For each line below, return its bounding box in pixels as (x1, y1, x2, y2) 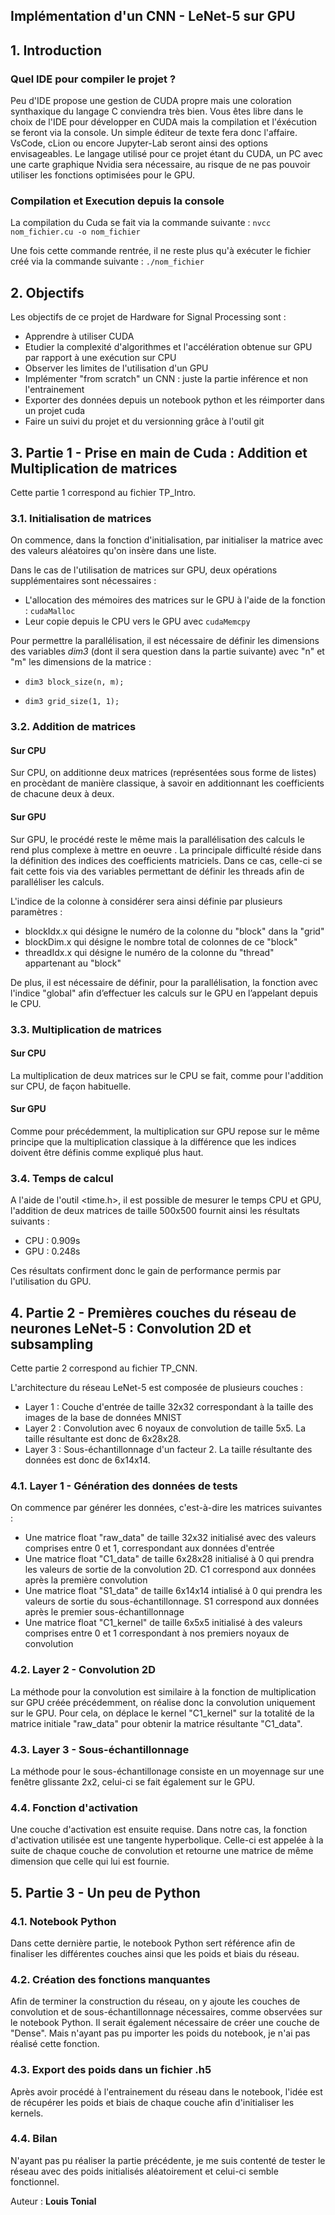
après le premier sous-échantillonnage (24, 1606, 185, 1618)
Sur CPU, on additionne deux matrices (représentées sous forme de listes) (10, 767, 317, 779)
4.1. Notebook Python (10, 1914, 117, 1928)
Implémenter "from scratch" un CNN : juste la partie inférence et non (24, 373, 308, 385)
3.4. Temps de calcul (10, 1171, 114, 1185)
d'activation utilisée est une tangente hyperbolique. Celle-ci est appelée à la (10, 1834, 324, 1846)
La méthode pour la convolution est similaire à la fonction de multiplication (10, 1685, 317, 1698)
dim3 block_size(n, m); (24, 677, 125, 688)
